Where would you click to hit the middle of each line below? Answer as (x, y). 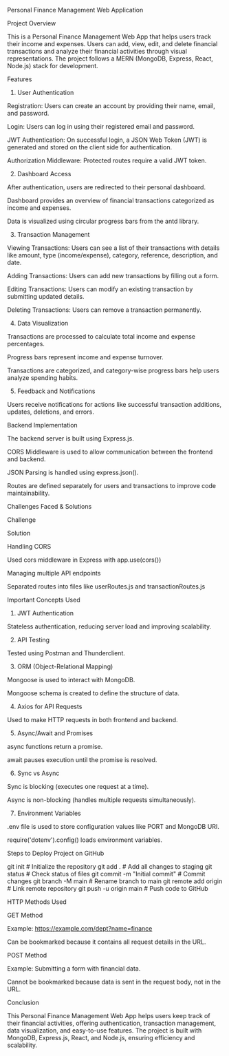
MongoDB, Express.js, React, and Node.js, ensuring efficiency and (101, 1038)
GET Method (25, 915)
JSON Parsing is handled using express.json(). (73, 472)
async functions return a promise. (55, 747)
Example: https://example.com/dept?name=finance (80, 928)
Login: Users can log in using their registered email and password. (101, 126)
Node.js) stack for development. (53, 66)
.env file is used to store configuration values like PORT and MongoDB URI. (113, 826)
